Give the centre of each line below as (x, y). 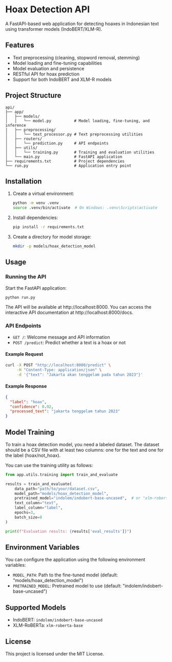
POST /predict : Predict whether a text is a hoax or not (69, 343)
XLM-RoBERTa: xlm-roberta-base (48, 625)
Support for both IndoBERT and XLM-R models (62, 79)
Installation (24, 181)
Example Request (24, 354)
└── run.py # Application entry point (68, 166)
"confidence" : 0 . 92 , (32, 407)
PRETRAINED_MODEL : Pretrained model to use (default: (67, 586)
